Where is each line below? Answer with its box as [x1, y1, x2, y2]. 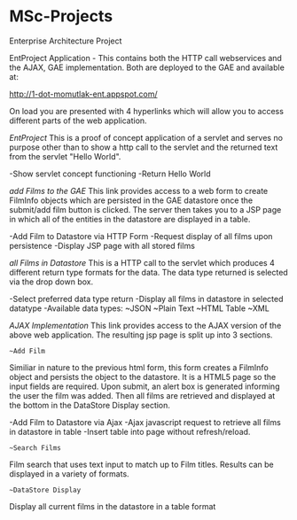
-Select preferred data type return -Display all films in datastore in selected [9, 293, 284, 304]
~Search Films [9, 443, 62, 453]
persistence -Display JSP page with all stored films [9, 240, 195, 251]
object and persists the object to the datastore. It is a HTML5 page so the [9, 371, 277, 382]
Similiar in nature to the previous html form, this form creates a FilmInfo [9, 361, 269, 373]
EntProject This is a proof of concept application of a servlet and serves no [9, 132, 284, 143]
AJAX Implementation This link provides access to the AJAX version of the [9, 320, 282, 330]
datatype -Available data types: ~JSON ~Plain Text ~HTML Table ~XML [9, 303, 270, 314]
